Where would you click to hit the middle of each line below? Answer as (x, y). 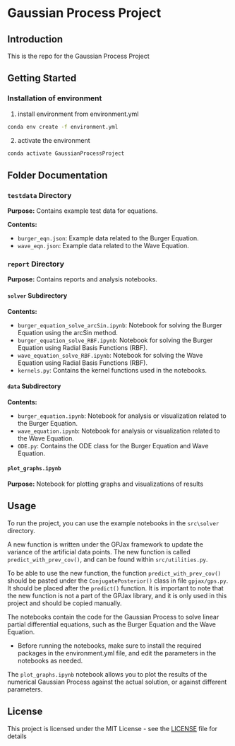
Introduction (35, 39)
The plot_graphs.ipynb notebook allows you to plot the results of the (107, 674)
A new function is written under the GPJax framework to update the (105, 544)
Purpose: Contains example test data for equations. (83, 211)
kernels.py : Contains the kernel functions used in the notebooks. (112, 370)
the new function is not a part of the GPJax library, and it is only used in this (117, 595)
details (17, 736)
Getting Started (42, 78)
